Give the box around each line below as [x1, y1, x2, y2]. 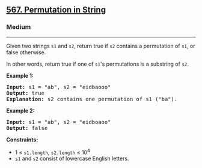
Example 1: [6, 72, 34, 79]
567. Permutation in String [6, 5, 106, 15]
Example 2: [6, 107, 35, 114]
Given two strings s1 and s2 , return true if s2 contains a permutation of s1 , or [6, 42, 195, 49]
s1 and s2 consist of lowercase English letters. [14, 155, 129, 162]
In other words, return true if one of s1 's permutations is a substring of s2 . [6, 60, 189, 67]
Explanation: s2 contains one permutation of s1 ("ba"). [6, 96, 178, 102]
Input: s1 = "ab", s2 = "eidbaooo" [6, 84, 111, 90]
